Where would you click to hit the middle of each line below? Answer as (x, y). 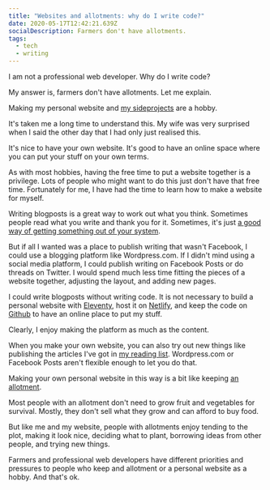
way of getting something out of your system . (84, 231)
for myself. (26, 198)
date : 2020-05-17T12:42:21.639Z (63, 23)
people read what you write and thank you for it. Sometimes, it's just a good (135, 222)
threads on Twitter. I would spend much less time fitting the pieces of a (127, 273)
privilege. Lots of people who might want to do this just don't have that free (134, 181)
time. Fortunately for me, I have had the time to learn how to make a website (135, 190)
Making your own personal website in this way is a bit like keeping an (124, 378)
